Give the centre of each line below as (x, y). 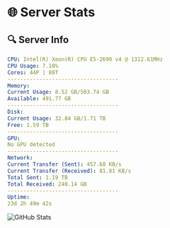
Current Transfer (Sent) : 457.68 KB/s (64, 164)
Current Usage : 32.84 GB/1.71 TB (57, 118)
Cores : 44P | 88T (33, 72)
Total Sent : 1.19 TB (38, 177)
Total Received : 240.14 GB (47, 184)
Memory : (19, 85)
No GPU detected (31, 145)
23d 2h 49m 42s (30, 204)
